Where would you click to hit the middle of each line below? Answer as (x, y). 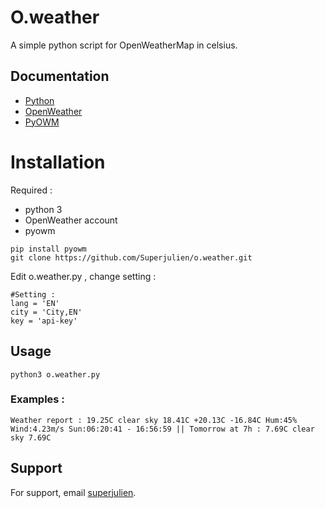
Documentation (60, 76)
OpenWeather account (71, 220)
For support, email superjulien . (73, 492)
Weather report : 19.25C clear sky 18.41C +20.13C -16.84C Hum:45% (154, 420)
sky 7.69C (31, 437)
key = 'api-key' (44, 321)
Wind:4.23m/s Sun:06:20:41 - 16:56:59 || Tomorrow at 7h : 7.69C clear (162, 429)
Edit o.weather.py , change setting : (83, 276)
